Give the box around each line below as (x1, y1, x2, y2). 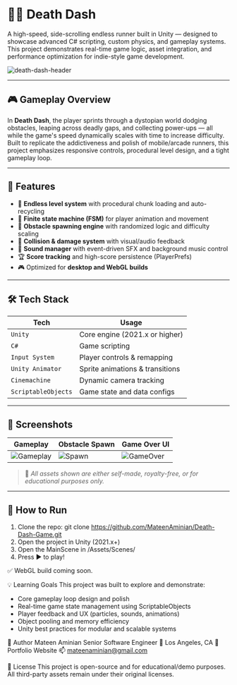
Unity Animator (11, 365, 62, 373)
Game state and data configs (79, 387, 175, 397)
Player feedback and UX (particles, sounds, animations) (17, 610, 180, 618)
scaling (17, 229, 39, 238)
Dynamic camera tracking (79, 375, 164, 385)
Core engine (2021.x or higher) (79, 329, 183, 339)
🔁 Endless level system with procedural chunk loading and (17, 199, 190, 207)
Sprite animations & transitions (79, 364, 181, 374)
